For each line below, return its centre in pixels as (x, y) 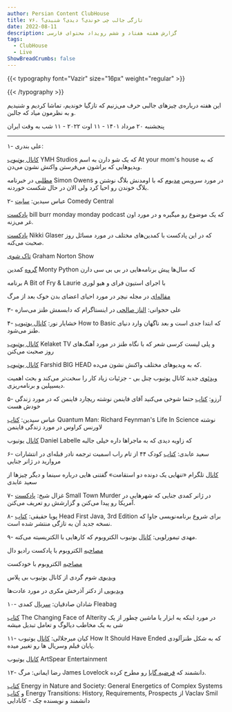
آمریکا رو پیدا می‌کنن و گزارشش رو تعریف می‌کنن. (71, 502)
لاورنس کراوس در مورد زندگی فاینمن (55, 427)
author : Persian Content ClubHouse (58, 14)
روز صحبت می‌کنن (30, 351)
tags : (15, 39)
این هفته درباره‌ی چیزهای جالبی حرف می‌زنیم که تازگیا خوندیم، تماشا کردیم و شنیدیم (114, 105)
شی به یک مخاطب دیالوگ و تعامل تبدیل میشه (65, 625)
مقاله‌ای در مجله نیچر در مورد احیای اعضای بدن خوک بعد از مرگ (89, 296)
